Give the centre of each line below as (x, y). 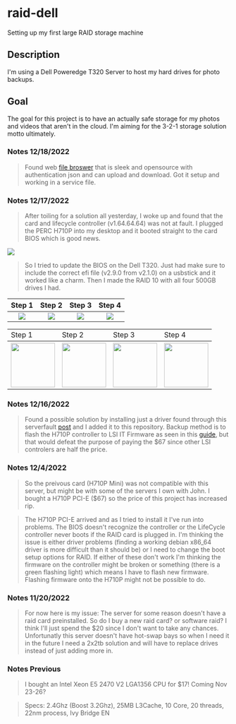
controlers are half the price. (66, 449)
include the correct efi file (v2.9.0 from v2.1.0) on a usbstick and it (120, 273)
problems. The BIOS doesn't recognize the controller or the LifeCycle (125, 527)
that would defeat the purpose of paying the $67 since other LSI (118, 442)
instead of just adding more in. (69, 651)
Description (33, 55)
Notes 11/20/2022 (39, 598)
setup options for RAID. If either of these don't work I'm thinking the (123, 557)
